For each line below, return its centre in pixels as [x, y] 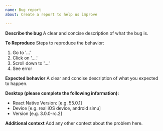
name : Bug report [23, 10]
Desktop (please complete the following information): [62, 93]
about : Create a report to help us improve [51, 14]
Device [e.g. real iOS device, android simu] [57, 108]
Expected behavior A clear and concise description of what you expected [82, 78]
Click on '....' [25, 57]
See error [22, 68]
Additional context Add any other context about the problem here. [74, 123]
